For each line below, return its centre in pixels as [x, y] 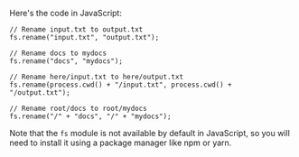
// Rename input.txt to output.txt [76, 30]
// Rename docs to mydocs [58, 53]
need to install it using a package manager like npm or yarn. [121, 143]
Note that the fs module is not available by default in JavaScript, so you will [150, 133]
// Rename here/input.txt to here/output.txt [96, 77]
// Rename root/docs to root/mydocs [78, 108]
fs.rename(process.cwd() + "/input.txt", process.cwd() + [121, 85]
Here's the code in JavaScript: [65, 13]
